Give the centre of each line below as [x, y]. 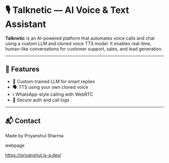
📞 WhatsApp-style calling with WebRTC [53, 94]
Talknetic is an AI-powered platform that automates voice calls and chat [80, 38]
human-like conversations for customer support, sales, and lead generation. [84, 49]
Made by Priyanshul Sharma [34, 135]
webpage [15, 145]
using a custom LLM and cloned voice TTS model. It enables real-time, [78, 43]
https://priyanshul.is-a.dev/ [33, 155]
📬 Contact [23, 121]
